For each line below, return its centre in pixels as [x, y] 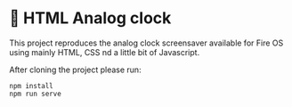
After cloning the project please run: [75, 70]
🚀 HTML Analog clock [90, 18]
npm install [31, 86]
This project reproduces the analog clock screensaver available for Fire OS [146, 43]
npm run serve [36, 94]
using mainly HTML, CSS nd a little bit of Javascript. [105, 52]
